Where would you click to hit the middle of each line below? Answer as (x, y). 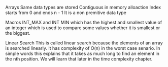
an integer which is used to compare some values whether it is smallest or (83, 28)
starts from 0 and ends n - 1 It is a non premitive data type (66, 13)
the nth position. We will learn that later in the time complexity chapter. (79, 59)
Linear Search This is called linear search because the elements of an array (84, 43)
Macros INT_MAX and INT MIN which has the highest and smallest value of (84, 22)
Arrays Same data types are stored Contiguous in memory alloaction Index (83, 7)
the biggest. (18, 33)
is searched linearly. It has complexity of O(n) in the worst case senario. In (83, 48)
